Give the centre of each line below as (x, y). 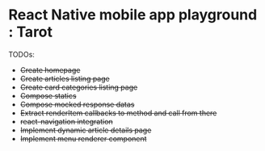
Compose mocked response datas (77, 104)
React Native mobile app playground (133, 15)
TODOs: (21, 54)
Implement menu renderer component (83, 138)
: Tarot (31, 32)
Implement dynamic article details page (86, 130)
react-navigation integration (66, 121)
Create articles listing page (65, 78)
